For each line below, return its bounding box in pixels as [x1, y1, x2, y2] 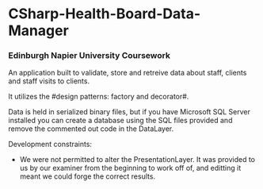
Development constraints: [8, 140, 93, 149]
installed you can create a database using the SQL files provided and [8, 116, 233, 125]
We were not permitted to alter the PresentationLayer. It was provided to [19, 155, 256, 164]
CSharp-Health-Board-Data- [8, 5, 200, 23]
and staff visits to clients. [8, 76, 90, 86]
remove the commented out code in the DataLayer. [8, 124, 174, 133]
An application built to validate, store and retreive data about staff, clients [8, 68, 247, 78]
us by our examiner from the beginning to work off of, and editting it [19, 164, 242, 173]
